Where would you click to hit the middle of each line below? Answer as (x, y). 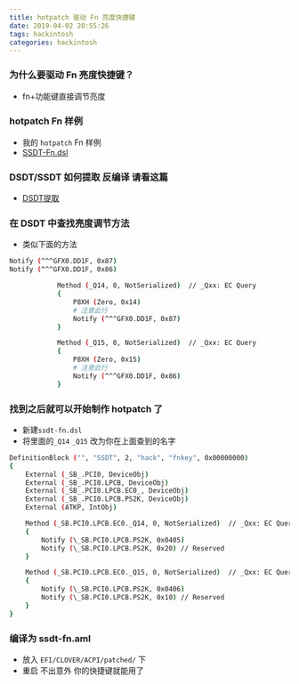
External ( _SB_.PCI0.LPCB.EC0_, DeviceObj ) (107, 491)
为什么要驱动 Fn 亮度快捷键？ (72, 75)
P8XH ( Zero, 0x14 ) (107, 302)
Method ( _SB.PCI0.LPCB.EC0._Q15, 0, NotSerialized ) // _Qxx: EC (149, 573)
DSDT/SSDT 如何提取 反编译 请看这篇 (89, 177)
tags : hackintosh (41, 34)
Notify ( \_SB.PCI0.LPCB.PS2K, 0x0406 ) (113, 589)
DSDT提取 (40, 198)
